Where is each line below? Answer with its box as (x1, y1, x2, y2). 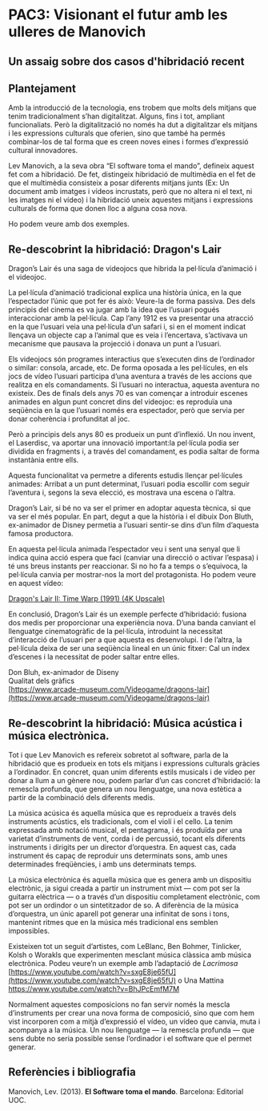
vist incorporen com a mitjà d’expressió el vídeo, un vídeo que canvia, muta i (8, 1016, 261, 1027)
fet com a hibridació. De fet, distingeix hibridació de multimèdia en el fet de (8, 170, 256, 180)
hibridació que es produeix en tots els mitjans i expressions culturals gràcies (8, 759, 260, 769)
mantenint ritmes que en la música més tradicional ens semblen (8, 918, 218, 927)
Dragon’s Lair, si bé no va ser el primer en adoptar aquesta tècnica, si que (8, 503, 251, 513)
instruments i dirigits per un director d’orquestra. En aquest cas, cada (8, 842, 237, 852)
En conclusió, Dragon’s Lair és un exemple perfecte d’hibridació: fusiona (8, 609, 247, 619)
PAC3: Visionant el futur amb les (8, 6, 228, 24)
